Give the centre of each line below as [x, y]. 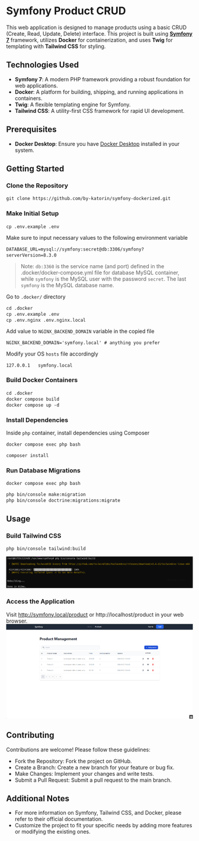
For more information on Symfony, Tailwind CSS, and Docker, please [98, 813]
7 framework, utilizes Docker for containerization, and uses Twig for [89, 40]
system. [24, 150]
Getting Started [35, 168]
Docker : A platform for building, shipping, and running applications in [99, 92]
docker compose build [33, 399]
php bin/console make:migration [46, 495]
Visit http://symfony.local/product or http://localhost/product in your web [95, 614]
